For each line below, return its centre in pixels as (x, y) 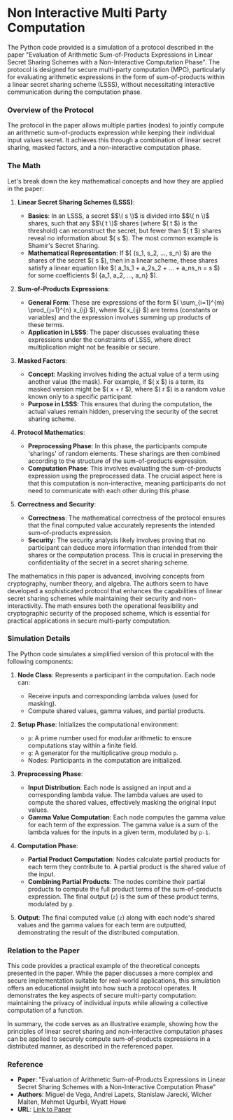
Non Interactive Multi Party (87, 13)
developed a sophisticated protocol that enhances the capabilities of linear (115, 590)
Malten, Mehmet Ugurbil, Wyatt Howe (72, 1102)
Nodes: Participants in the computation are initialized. (105, 760)
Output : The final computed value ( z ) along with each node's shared (116, 917)
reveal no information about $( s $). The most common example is (123, 238)
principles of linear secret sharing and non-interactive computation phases (115, 1032)
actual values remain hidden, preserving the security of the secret (123, 411)
